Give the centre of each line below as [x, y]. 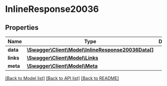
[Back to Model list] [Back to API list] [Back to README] [62, 78]
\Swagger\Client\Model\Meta [62, 66]
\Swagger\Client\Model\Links [62, 58]
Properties [22, 28]
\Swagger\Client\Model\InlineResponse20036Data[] [90, 50]
